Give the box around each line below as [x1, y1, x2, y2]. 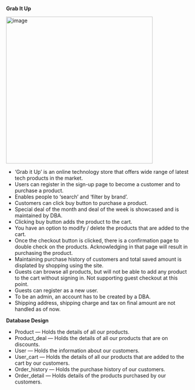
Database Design [6, 317, 49, 324]
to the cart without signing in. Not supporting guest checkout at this [14, 274, 178, 281]
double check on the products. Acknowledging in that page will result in [14, 243, 188, 250]
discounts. [14, 341, 40, 348]
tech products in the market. [14, 174, 83, 181]
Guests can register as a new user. [14, 287, 98, 294]
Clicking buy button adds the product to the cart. [14, 218, 133, 225]
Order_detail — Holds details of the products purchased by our [14, 372, 166, 379]
